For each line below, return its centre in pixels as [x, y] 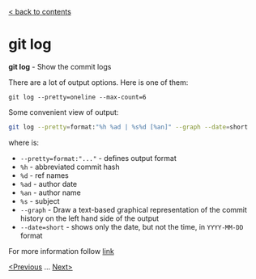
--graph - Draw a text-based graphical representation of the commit [133, 209]
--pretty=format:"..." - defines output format [98, 158]
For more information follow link [62, 251]
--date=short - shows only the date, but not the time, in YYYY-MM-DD [132, 226]
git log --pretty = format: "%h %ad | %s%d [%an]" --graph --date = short [128, 127]
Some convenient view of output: [64, 112]
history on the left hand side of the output [90, 218]
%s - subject [40, 201]
